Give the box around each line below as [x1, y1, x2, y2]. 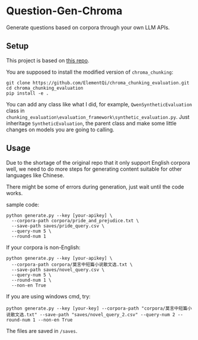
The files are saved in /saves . [6, 327, 78, 334]
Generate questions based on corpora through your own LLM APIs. [6, 24, 170, 31]
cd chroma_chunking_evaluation [6, 85, 84, 91]
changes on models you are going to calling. [6, 126, 114, 133]
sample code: [6, 201, 40, 208]
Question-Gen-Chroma [6, 4, 123, 18]
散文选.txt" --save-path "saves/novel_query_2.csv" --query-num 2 [10, 311, 175, 317]
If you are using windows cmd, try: [6, 292, 91, 300]
